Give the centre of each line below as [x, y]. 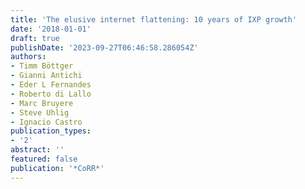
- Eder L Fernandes [51, 85]
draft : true [35, 38]
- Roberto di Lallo [51, 94]
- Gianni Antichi [46, 76]
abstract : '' [37, 150]
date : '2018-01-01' [51, 29]
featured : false [44, 159]
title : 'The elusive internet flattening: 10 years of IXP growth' [154, 19]
